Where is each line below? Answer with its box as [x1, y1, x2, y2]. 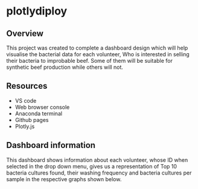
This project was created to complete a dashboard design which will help [6, 44, 188, 51]
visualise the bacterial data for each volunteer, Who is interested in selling [6, 51, 190, 58]
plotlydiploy [6, 4, 68, 18]
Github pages [14, 116, 49, 123]
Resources [6, 81, 48, 91]
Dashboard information [6, 140, 95, 150]
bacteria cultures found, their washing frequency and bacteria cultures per [6, 169, 192, 176]
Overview [6, 28, 44, 39]
